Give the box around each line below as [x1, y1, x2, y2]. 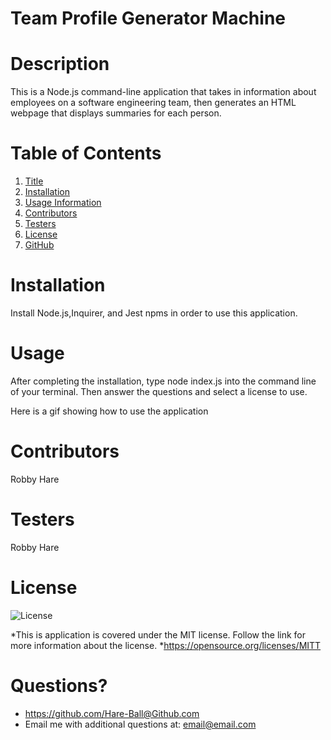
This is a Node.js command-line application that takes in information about [10, 86, 317, 98]
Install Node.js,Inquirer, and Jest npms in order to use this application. [10, 307, 298, 319]
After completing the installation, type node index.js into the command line [10, 375, 317, 387]
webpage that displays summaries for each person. [10, 107, 222, 119]
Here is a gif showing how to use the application [10, 405, 209, 417]
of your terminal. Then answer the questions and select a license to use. [10, 385, 308, 397]
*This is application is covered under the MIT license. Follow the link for [10, 628, 307, 641]
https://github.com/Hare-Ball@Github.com [24, 707, 200, 719]
